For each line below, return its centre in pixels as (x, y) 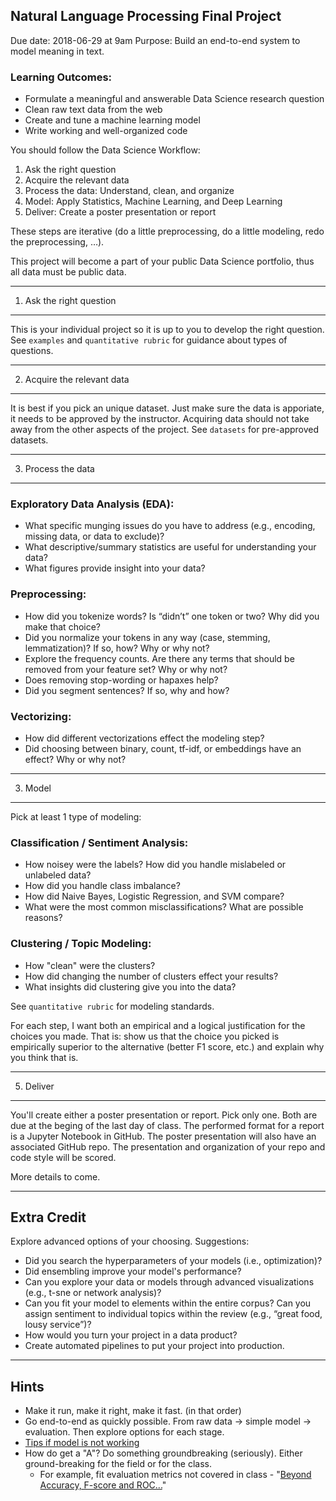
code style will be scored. (63, 1157)
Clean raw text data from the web (93, 110)
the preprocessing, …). (57, 242)
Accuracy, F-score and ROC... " (103, 1485)
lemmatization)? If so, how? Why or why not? (117, 648)
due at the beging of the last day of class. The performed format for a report (167, 1125)
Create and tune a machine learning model (112, 120)
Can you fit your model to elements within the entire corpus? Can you (168, 1303)
